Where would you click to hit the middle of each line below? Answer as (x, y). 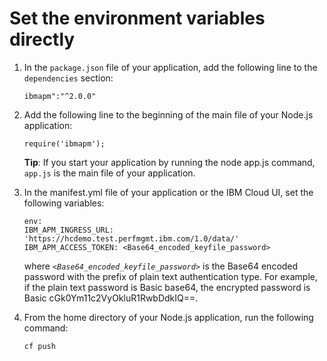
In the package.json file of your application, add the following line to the (170, 67)
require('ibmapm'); (64, 143)
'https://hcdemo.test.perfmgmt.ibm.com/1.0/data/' (131, 238)
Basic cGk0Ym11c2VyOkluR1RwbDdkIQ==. (111, 298)
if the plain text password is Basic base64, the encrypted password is (167, 287)
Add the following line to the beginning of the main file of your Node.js (168, 114)
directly (42, 39)
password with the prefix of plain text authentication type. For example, (170, 276)
